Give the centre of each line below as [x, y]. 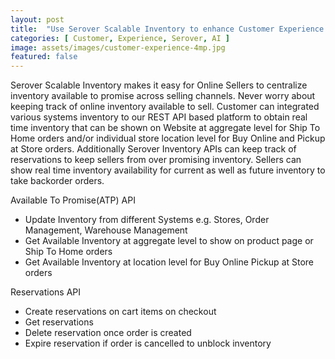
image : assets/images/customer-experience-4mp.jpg [118, 47]
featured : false [44, 57]
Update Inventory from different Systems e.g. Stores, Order [147, 220]
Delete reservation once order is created [108, 333]
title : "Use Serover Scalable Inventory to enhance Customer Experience [167, 29]
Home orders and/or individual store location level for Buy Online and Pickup [168, 138]
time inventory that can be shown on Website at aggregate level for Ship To [165, 128]
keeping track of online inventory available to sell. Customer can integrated [165, 107]
